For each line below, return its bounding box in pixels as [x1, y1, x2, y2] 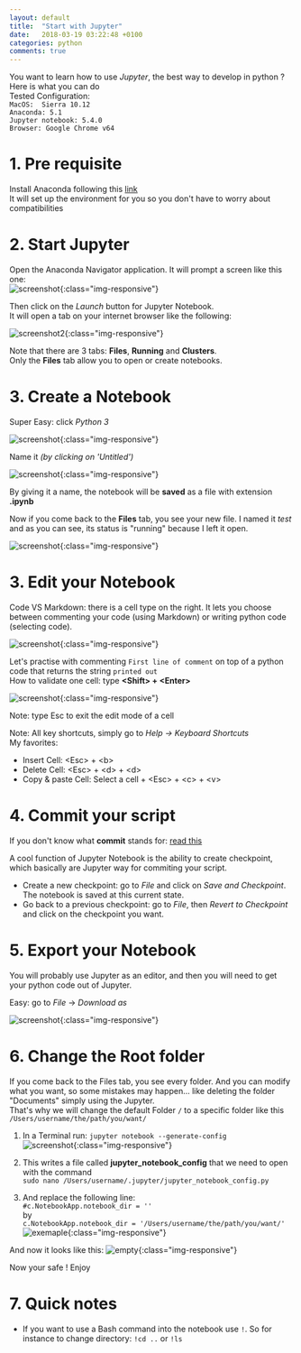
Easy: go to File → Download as [9, 997, 128, 1008]
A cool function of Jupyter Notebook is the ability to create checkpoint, [9, 852, 273, 863]
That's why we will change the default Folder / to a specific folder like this [9, 1104, 285, 1115]
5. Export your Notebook [9, 940, 196, 961]
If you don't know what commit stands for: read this [9, 835, 203, 846]
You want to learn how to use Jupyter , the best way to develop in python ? [9, 71, 286, 82]
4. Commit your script [9, 805, 176, 826]
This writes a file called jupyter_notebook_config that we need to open [22, 1156, 288, 1168]
